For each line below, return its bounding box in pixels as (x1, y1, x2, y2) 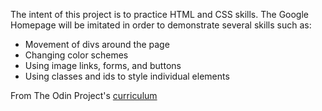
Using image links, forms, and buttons (24, 60, 182, 71)
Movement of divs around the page (24, 39, 170, 50)
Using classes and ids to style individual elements (24, 70, 230, 82)
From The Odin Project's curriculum (10, 90, 158, 101)
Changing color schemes (24, 49, 129, 61)
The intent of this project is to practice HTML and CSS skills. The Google (10, 9, 310, 20)
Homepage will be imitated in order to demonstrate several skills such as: (10, 19, 312, 31)
